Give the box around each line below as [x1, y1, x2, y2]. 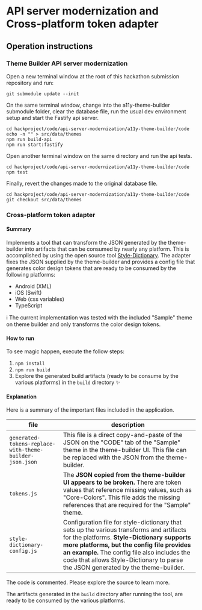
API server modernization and [6, 4, 159, 18]
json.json [9, 459, 37, 465]
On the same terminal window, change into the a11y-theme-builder [6, 101, 170, 108]
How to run [6, 335, 35, 342]
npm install [14, 360, 45, 367]
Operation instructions [6, 41, 93, 51]
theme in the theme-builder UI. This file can [63, 446, 187, 454]
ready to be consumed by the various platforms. [6, 597, 126, 604]
